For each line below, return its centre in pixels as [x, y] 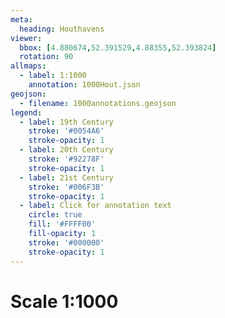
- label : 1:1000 [53, 76]
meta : [21, 19]
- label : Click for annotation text [95, 206]
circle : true [55, 215]
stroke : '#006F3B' [66, 187]
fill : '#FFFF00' [62, 224]
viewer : [26, 38]
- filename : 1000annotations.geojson [98, 103]
